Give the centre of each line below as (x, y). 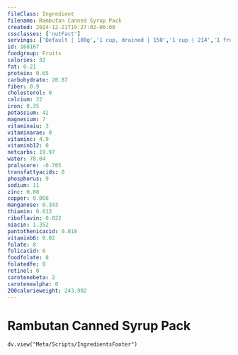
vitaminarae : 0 (30, 133)
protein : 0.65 (28, 73)
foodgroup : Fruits (34, 54)
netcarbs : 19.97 (31, 152)
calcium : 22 (25, 100)
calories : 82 (27, 60)
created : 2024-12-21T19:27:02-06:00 (61, 27)
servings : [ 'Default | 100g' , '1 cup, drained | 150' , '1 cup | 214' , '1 (114, 40)
